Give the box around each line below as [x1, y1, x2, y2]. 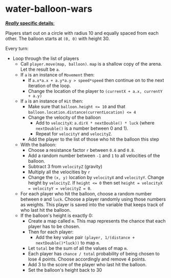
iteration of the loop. [28, 83, 71, 89]
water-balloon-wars [5, 3, 93, 15]
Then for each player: [28, 229, 74, 235]
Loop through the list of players [12, 55, 79, 62]
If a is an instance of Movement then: [20, 71, 95, 77]
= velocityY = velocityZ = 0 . [28, 185, 92, 191]
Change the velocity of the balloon [28, 114, 101, 121]
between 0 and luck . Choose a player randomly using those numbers [20, 196, 166, 202]
